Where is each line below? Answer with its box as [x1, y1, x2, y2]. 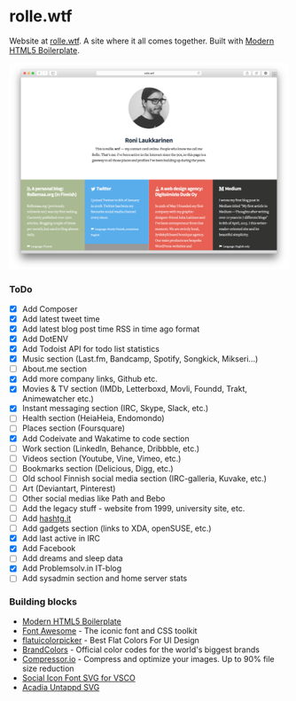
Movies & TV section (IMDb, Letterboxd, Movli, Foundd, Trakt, [21, 384, 248, 394]
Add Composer [21, 303, 78, 314]
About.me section [21, 363, 87, 374]
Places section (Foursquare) [21, 423, 126, 433]
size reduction [21, 663, 74, 674]
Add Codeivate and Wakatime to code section [21, 432, 190, 444]
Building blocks [9, 596, 78, 608]
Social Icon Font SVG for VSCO [21, 672, 136, 683]
